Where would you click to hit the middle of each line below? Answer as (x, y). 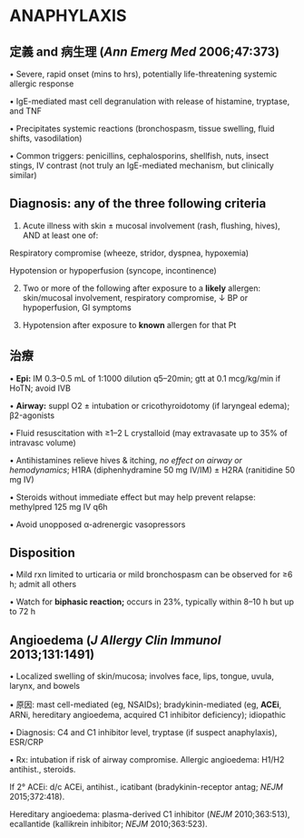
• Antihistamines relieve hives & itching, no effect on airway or (126, 460)
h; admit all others (43, 584)
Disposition (42, 553)
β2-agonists (32, 415)
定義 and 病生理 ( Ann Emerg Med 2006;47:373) (145, 51)
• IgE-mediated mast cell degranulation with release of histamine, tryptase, (150, 101)
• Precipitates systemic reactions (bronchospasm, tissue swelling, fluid (142, 129)
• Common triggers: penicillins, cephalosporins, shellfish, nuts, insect (139, 156)
